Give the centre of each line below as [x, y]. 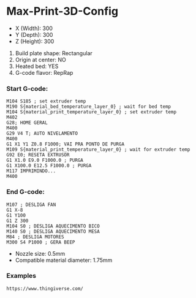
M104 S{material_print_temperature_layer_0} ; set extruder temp [91, 112]
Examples [21, 276]
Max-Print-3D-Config [62, 11]
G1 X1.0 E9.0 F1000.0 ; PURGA [45, 161]
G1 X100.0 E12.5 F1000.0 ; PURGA [49, 166]
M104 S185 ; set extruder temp [46, 101]
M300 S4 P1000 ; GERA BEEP [41, 242]
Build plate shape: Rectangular [54, 53]
